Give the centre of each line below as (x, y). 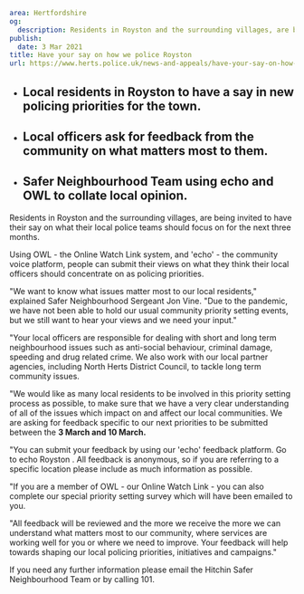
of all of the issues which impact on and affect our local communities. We (146, 413)
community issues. (44, 376)
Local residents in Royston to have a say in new (158, 92)
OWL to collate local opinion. (105, 196)
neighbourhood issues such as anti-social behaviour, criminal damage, (141, 347)
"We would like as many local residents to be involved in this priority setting (150, 393)
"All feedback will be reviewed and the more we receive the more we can (145, 523)
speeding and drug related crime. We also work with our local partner (139, 357)
